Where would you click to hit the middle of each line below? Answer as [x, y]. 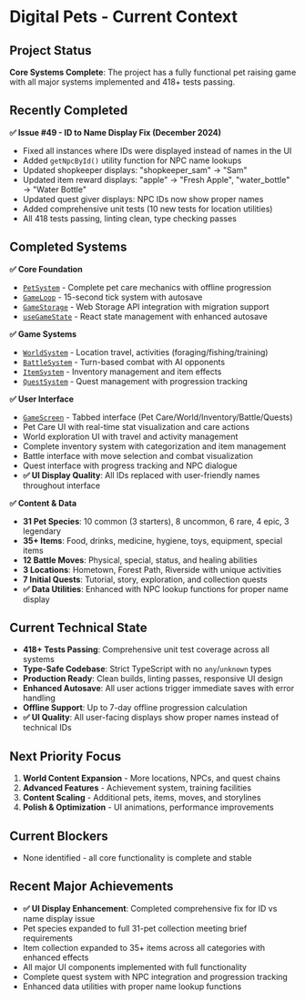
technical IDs [47, 728]
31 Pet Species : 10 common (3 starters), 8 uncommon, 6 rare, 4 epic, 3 [156, 521]
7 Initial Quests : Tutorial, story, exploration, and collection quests [145, 579]
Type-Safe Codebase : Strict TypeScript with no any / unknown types [147, 669]
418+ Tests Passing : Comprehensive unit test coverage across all [146, 649]
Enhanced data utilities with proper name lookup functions [132, 986]
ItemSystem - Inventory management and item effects [122, 372]
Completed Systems [68, 247]
